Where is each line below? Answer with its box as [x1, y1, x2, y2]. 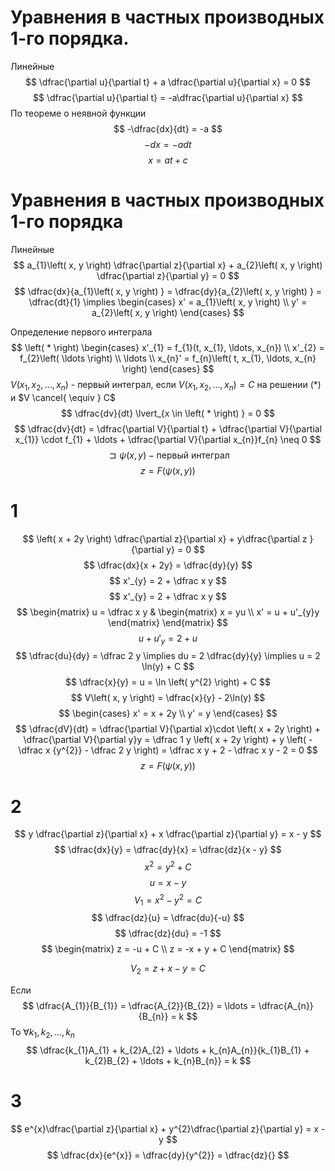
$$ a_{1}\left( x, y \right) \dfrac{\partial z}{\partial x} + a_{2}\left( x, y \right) [13, 259, 323, 271]
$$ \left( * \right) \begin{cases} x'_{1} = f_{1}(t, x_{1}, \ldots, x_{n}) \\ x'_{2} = [11, 341, 325, 353]
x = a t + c [148, 154, 188, 166]
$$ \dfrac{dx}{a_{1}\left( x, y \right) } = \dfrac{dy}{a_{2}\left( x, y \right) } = [13, 285, 323, 297]
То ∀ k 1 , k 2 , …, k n [10, 1026, 75, 1041]
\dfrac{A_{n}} [258, 1000, 314, 1012]
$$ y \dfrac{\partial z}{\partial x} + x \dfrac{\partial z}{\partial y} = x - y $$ [14, 828, 322, 840]
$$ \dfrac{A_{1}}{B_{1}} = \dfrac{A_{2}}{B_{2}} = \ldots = [22, 1000, 257, 1012]
